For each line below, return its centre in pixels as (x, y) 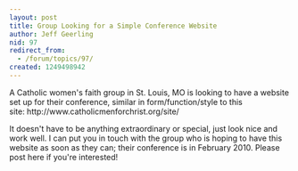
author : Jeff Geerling (51, 34)
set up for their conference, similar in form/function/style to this (126, 102)
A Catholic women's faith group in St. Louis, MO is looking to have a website (149, 92)
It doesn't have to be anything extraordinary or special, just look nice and (144, 128)
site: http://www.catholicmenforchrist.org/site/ (95, 111)
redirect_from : (37, 51)
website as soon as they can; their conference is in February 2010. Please (145, 147)
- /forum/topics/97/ (55, 59)
